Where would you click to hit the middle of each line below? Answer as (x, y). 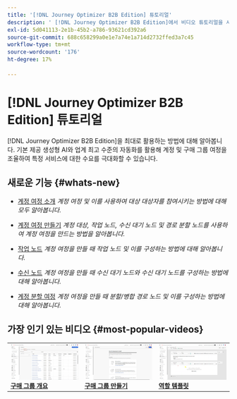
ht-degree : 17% (30, 60)
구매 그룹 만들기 (106, 386)
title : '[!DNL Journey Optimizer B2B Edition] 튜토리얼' (90, 15)
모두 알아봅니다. (39, 210)
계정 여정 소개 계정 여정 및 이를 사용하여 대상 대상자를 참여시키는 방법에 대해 (122, 201)
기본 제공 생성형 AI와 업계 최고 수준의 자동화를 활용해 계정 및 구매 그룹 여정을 (122, 149)
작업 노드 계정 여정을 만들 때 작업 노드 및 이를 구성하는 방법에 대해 (108, 248)
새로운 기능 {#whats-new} (64, 183)
